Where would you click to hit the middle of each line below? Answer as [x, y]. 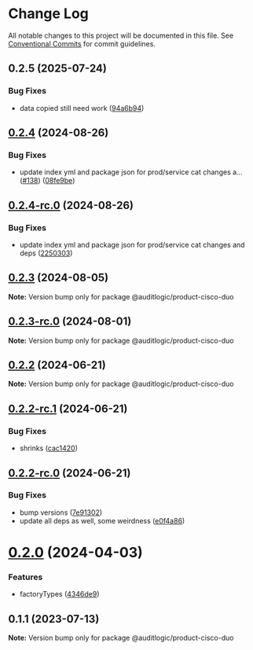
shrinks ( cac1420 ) [49, 448]
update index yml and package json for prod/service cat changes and [132, 245]
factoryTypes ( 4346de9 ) [59, 594]
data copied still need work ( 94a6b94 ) [82, 108]
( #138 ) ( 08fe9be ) [47, 181]
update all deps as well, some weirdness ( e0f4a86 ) [102, 520]
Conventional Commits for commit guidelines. [82, 43]
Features [26, 577]
